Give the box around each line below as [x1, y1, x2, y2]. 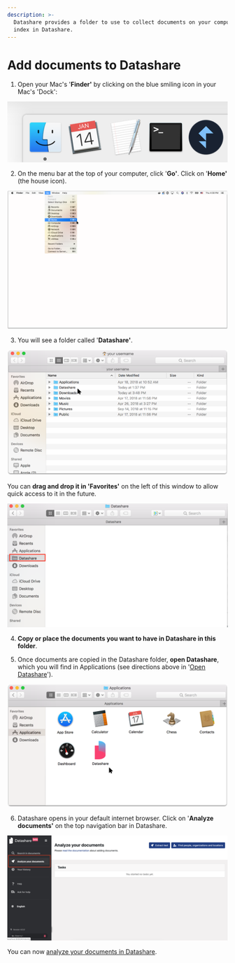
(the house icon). [17, 176, 67, 185]
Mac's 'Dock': [17, 87, 58, 96]
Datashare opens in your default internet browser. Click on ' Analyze [17, 814, 214, 822]
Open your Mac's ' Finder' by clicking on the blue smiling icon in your [17, 80, 217, 89]
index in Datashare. [13, 26, 73, 33]
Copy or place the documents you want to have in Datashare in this [17, 634, 216, 642]
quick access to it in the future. [7, 490, 97, 498]
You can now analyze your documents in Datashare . [7, 947, 157, 955]
